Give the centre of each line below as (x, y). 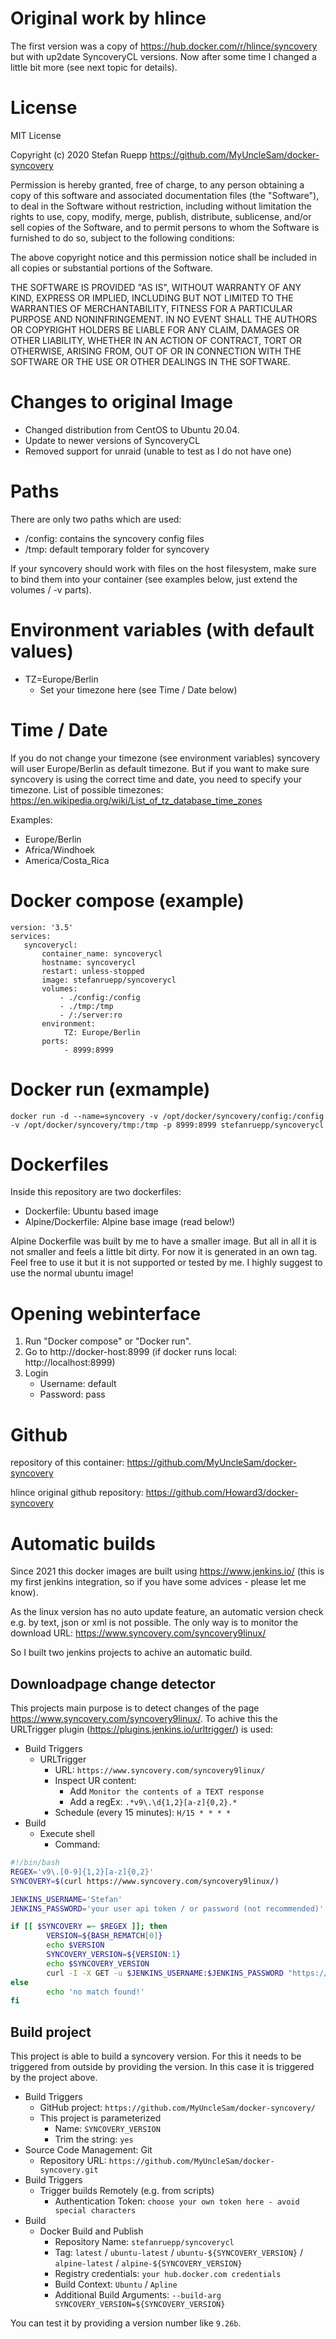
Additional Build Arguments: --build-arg (138, 2295)
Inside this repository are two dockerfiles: (96, 1192)
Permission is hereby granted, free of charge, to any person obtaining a (157, 184)
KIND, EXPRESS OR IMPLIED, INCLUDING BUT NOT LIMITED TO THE (152, 298)
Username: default (78, 1384)
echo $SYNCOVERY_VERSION (98, 1963)
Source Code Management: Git (88, 2150)
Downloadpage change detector (113, 1683)
